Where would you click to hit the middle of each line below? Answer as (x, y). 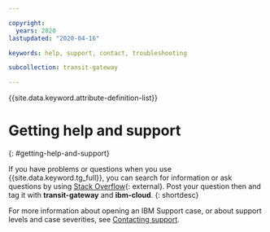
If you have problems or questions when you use (90, 169)
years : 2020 (36, 31)
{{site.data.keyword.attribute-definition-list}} (83, 98)
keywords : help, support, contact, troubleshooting (98, 53)
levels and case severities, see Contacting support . (94, 220)
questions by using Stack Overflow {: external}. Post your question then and (135, 186)
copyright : (27, 23)
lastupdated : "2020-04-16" (54, 38)
